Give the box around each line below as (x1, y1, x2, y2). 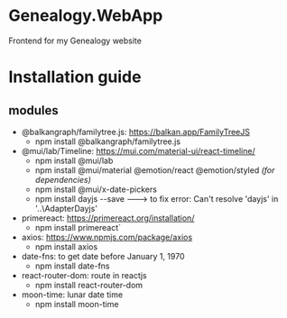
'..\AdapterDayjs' (34, 203, 98, 214)
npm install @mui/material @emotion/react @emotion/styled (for (34, 164, 275, 176)
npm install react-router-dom (34, 279, 143, 290)
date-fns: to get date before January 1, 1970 (21, 250, 186, 261)
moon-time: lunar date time (21, 289, 124, 300)
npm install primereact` (34, 222, 122, 232)
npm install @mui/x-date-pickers (34, 184, 157, 195)
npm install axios (34, 241, 98, 252)
